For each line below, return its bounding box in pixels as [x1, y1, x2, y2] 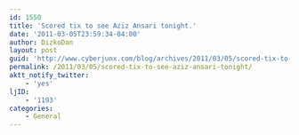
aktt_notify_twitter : [9, 71, 90, 80]
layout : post [9, 46, 58, 55]
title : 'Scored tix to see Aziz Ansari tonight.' [9, 21, 198, 30]
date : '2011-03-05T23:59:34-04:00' [9, 29, 141, 38]
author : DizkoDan [9, 37, 74, 47]
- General [25, 112, 62, 121]
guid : [9, 54, 29, 63]
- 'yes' [25, 79, 53, 88]
